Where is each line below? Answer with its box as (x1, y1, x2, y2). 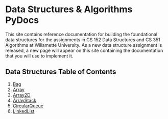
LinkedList (12, 108, 35, 114)
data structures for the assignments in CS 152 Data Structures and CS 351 (5, 37, 161, 43)
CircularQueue (12, 103, 43, 109)
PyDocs (5, 14, 39, 26)
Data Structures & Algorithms (5, 4, 133, 15)
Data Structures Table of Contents (5, 68, 116, 76)
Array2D (12, 92, 31, 98)
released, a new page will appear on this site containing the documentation (5, 47, 163, 53)
